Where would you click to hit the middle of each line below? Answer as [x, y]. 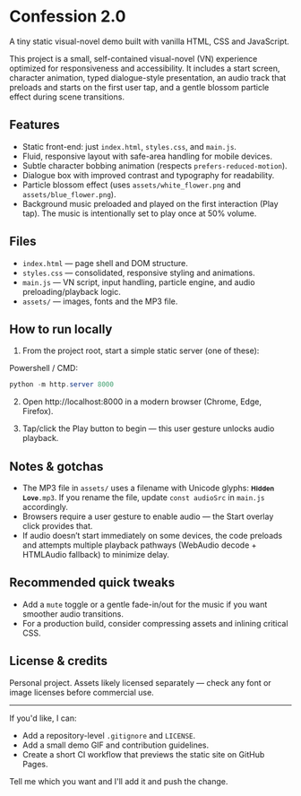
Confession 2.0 [68, 17]
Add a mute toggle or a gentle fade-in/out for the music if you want [145, 604]
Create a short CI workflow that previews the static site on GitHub [143, 754]
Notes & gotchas [56, 467]
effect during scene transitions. [67, 97]
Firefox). [38, 411]
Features [34, 125]
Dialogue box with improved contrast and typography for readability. [148, 175]
